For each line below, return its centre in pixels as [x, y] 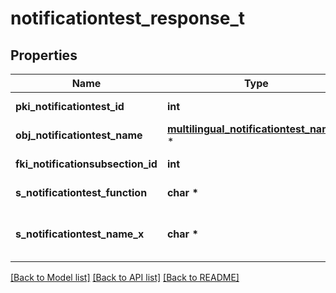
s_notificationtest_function [81, 192]
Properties [44, 55]
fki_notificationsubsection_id [86, 164]
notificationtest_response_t [128, 18]
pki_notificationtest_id [70, 106]
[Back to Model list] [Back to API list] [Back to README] [125, 277]
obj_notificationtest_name [79, 135]
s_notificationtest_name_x [80, 234]
